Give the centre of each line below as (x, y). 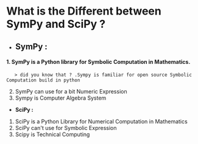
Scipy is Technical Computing (52, 134)
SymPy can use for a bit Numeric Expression (71, 91)
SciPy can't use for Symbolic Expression (66, 128)
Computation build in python (43, 80)
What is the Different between (84, 11)
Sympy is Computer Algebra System (61, 98)
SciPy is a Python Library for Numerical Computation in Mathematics (101, 121)
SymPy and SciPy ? (56, 24)
